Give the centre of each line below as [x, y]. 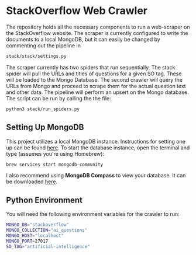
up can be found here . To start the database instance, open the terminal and [98, 148]
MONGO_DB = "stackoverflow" [37, 225]
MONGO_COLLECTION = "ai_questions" [47, 230]
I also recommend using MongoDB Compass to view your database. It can [96, 176]
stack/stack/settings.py [36, 56]
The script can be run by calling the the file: [59, 98]
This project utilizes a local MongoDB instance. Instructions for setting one [96, 141]
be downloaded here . [32, 181]
